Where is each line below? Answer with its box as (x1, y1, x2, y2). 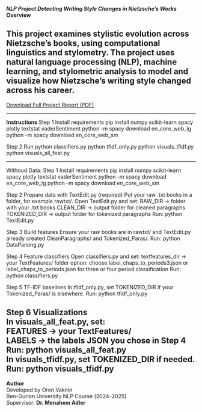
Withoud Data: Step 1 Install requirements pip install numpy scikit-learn (6, 167, 182, 174)
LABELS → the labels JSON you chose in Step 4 (6, 336, 186, 346)
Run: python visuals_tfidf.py (6, 364, 114, 374)
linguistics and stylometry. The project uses (6, 48, 175, 58)
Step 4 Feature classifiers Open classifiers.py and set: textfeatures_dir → (6, 253, 186, 260)
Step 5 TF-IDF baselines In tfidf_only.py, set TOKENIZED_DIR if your (6, 283, 174, 291)
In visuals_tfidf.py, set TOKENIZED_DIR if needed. (6, 354, 195, 364)
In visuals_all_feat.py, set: (6, 317, 106, 327)
